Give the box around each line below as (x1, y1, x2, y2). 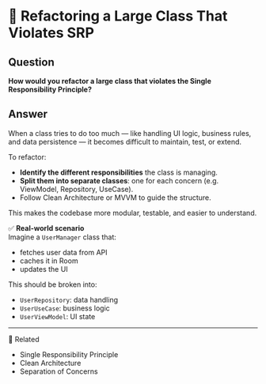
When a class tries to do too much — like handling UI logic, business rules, (8, 128, 252, 137)
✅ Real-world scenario (8, 223, 85, 232)
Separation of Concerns (19, 367, 98, 376)
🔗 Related (8, 334, 40, 344)
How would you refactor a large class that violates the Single (8, 77, 211, 85)
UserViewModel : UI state (19, 311, 96, 321)
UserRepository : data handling (19, 295, 119, 304)
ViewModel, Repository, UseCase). (19, 184, 134, 194)
